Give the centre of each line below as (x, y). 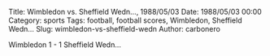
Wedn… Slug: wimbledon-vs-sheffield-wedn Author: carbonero (115, 29)
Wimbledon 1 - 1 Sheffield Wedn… (65, 45)
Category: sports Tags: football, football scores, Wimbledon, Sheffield (125, 20)
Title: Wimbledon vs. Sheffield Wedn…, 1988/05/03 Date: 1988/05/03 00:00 (135, 12)
